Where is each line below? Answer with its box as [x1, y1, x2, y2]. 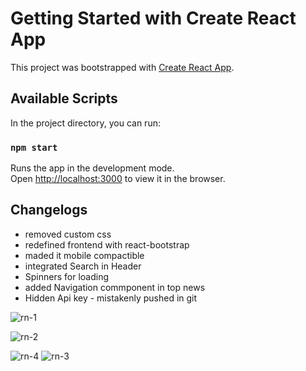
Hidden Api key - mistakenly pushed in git [24, 292, 198, 304]
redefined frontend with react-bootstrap [24, 238, 190, 251]
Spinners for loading [24, 270, 110, 282]
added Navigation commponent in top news [24, 281, 206, 293]
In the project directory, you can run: [10, 117, 161, 129]
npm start [10, 142, 58, 153]
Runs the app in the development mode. [10, 162, 175, 174]
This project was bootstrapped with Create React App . [10, 61, 235, 73]
